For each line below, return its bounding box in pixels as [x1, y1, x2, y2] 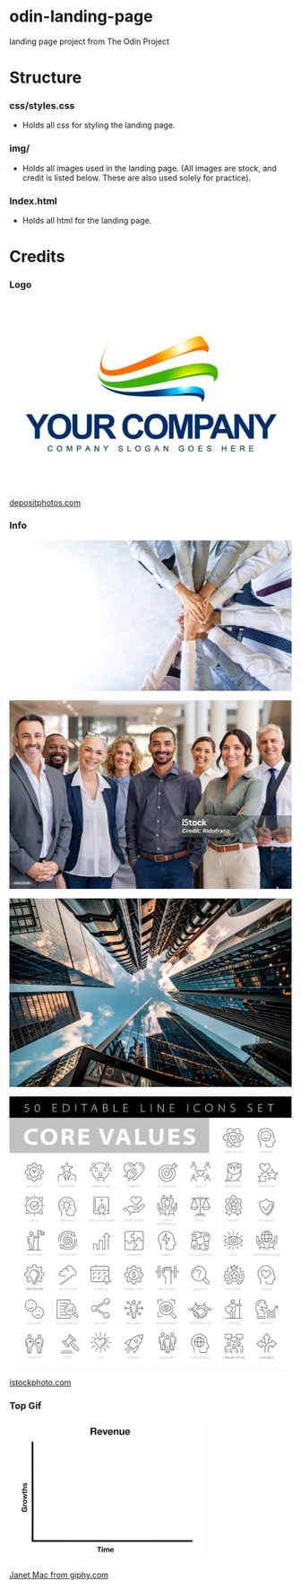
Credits [9, 247, 65, 267]
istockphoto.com [9, 1377, 72, 1388]
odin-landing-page [9, 6, 154, 27]
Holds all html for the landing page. [21, 215, 152, 226]
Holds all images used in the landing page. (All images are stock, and [21, 162, 278, 173]
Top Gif [9, 1400, 42, 1412]
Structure [9, 67, 82, 88]
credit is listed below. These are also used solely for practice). [21, 172, 252, 183]
